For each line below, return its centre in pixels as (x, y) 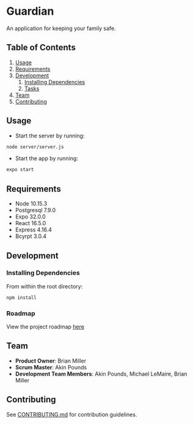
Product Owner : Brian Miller (51, 361)
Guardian (30, 11)
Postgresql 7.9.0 (35, 210)
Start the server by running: (50, 136)
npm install (21, 298)
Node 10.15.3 (31, 204)
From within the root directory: (45, 286)
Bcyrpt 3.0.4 (31, 236)
